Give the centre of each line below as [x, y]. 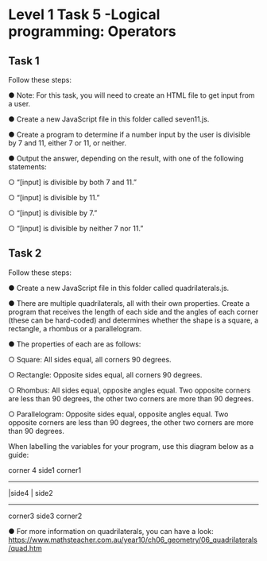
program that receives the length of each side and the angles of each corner [133, 311]
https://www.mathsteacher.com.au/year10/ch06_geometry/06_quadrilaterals [133, 540]
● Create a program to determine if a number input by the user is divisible [130, 134]
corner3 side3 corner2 [45, 516]
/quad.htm [25, 548]
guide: [19, 455]
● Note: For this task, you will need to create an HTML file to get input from [132, 95]
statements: [28, 167]
